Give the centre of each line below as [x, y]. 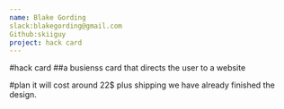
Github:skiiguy [38, 34]
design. [23, 95]
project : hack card [46, 42]
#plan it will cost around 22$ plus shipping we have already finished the [142, 85]
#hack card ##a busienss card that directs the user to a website [128, 68]
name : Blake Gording [48, 17]
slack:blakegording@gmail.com [66, 26]
